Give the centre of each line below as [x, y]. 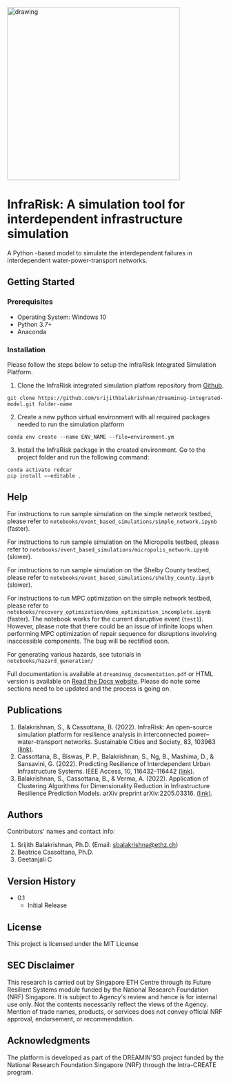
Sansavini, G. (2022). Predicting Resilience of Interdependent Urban [114, 763]
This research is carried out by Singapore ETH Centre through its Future [109, 982]
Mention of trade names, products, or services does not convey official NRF [115, 1011]
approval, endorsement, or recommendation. [71, 1019]
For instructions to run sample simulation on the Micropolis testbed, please [113, 542]
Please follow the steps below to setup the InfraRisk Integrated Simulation [112, 364]
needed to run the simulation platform [71, 424]
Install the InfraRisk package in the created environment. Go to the [111, 450]
